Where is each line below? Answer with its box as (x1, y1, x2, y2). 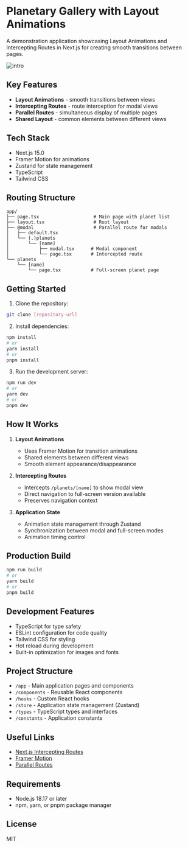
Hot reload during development (15, 642, 94, 649)
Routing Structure (6, 192, 75, 203)
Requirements (6, 779, 61, 789)
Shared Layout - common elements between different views (15, 115, 167, 122)
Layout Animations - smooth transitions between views (15, 96, 156, 103)
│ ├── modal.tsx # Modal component (6, 246, 138, 252)
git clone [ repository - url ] (6, 312, 78, 318)
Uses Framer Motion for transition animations (24, 447, 138, 455)
